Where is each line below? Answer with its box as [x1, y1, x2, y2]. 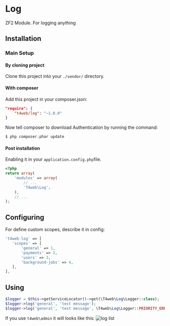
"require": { [5, 106, 33, 111]
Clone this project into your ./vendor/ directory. [5, 73, 105, 79]
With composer [5, 85, 39, 91]
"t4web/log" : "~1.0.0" [14, 111, 62, 116]
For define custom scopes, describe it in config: [5, 226, 105, 232]
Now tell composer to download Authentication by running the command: [5, 124, 158, 130]
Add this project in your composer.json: [5, 96, 88, 102]
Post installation [5, 145, 40, 151]
